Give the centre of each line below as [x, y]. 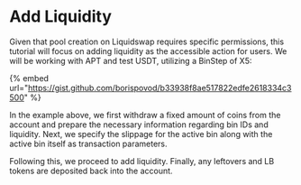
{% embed [29, 78]
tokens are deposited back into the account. [91, 171]
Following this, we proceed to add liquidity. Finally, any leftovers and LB [142, 161]
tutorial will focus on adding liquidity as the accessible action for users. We [148, 51]
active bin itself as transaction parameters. [89, 143]
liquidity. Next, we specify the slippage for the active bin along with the [141, 134]
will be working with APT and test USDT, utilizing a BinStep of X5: [131, 60]
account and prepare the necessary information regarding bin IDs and [139, 125]
